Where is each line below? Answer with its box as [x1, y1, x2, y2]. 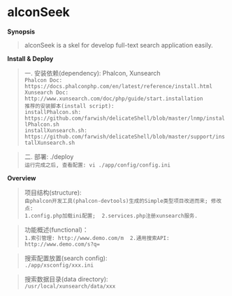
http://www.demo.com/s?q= [24, 241, 100, 248]
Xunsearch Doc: [24, 89, 69, 96]
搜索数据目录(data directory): [24, 274, 108, 283]
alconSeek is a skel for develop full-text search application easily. [24, 41, 213, 49]
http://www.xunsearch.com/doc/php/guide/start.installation [24, 95, 203, 102]
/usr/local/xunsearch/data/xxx [24, 283, 116, 290]
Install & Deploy [7, 54, 54, 63]
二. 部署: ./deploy [24, 152, 74, 161]
